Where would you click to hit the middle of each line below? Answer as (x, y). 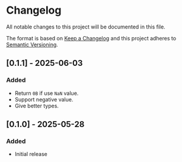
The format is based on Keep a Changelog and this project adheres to (91, 38)
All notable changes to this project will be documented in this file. (86, 27)
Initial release (31, 154)
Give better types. (37, 106)
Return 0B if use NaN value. (47, 93)
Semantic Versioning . (32, 45)
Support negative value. (44, 99)
